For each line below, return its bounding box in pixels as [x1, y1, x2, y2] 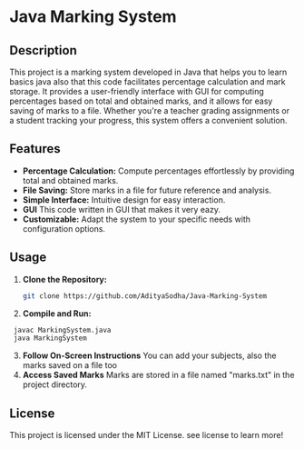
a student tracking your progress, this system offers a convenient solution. [9, 115, 288, 125]
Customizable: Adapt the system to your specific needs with [22, 214, 251, 224]
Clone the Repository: [22, 274, 107, 284]
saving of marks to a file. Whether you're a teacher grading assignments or [9, 105, 290, 115]
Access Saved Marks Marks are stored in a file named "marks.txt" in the [22, 370, 295, 381]
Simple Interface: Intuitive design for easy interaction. [22, 194, 226, 205]
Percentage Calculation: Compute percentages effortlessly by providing [22, 165, 295, 176]
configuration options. [22, 223, 106, 234]
